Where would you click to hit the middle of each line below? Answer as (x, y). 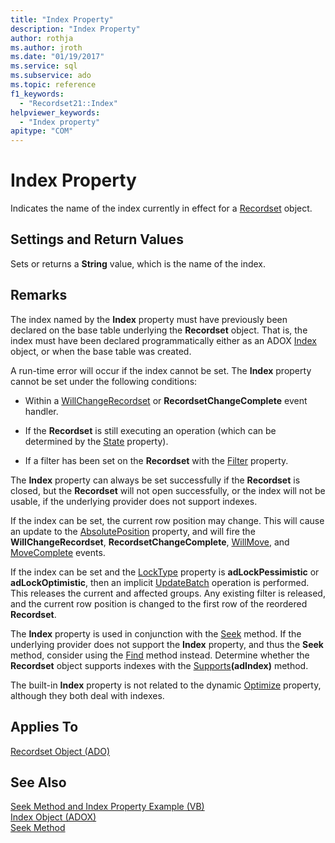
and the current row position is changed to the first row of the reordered (159, 603)
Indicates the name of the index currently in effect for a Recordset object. (161, 208)
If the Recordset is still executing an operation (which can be (150, 430)
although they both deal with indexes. (87, 695)
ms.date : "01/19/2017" (57, 57)
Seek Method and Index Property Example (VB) (107, 807)
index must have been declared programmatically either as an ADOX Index (163, 340)
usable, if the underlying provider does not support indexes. (134, 501)
